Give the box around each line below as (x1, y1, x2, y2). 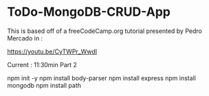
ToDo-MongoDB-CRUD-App (7, 4, 170, 20)
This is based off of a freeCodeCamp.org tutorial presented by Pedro (7, 27, 203, 35)
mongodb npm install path (7, 81, 81, 89)
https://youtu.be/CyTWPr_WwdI (7, 47, 98, 56)
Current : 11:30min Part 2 (7, 60, 78, 69)
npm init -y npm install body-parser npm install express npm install (7, 73, 196, 82)
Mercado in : (7, 34, 43, 42)
